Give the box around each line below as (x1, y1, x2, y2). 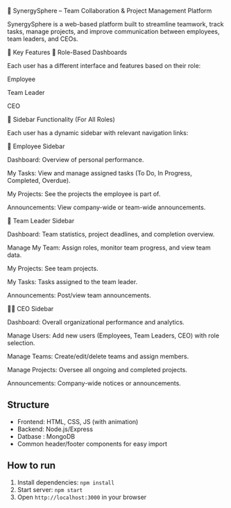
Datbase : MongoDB (17, 432, 75, 440)
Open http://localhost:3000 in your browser (17, 493, 147, 501)
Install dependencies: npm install (17, 478, 114, 487)
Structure (7, 399, 50, 411)
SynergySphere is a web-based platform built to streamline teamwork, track (7, 20, 224, 28)
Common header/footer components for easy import (17, 439, 168, 448)
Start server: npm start (17, 485, 83, 493)
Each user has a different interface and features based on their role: (7, 62, 201, 69)
